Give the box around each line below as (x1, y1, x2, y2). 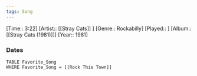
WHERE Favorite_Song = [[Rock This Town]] (6, 64, 112, 70)
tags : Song (6, 8, 33, 15)
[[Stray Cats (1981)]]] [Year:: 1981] (6, 31, 88, 38)
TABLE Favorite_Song (6, 59, 57, 65)
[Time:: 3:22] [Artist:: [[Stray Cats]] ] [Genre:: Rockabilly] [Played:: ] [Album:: (6, 25, 192, 32)
